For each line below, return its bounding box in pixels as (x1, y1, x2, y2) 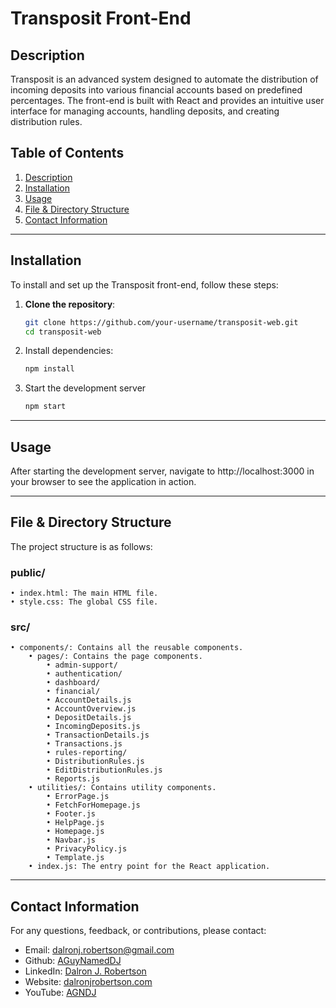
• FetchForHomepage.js (46, 800, 141, 811)
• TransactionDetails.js (46, 730, 150, 741)
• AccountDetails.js (46, 695, 132, 706)
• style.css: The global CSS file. (10, 597, 159, 607)
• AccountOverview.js (46, 704, 137, 714)
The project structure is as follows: (10, 540, 153, 552)
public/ (10, 565, 46, 579)
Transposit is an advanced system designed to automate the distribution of (10, 73, 319, 85)
